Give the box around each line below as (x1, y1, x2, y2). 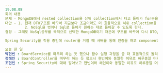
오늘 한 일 (5, 47, 23, 52)
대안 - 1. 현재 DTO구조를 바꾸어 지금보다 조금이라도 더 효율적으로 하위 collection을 (5, 20, 157, 26)
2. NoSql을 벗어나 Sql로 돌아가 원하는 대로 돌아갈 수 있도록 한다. (24, 25, 144, 30)
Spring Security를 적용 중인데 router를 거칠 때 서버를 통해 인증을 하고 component (5, 38, 159, 44)
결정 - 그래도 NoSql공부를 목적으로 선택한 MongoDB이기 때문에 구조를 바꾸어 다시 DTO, (5, 29, 159, 34)
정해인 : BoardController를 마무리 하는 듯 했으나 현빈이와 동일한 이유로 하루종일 (5, 56, 151, 61)
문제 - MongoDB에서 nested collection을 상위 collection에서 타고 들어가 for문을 (5, 16, 159, 21)
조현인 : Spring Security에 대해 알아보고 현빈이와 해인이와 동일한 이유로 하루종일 (5, 60, 153, 65)
